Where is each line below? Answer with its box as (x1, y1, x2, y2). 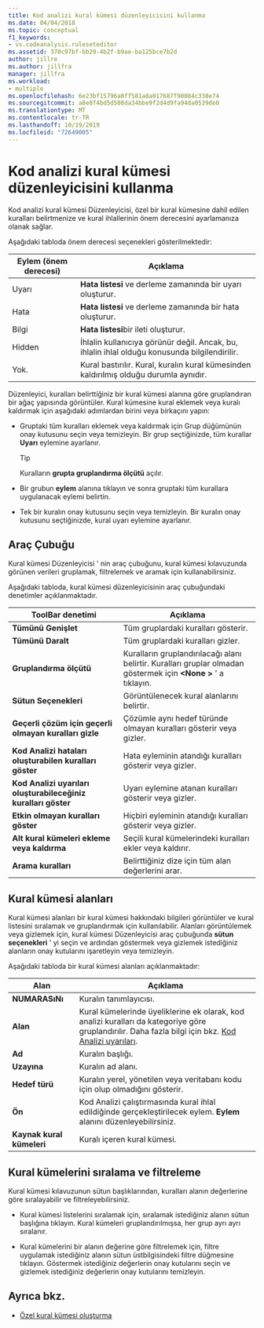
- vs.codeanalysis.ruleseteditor (8, 41, 118, 49)
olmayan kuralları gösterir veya (123, 723, 237, 734)
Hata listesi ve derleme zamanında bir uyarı (79, 278, 242, 289)
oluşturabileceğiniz (12, 787, 86, 798)
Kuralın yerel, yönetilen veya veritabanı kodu (79, 1074, 242, 1085)
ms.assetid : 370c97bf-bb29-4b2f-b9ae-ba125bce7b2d (8, 48, 178, 56)
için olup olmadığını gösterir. (79, 1084, 184, 1095)
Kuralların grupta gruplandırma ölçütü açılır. (19, 468, 163, 478)
